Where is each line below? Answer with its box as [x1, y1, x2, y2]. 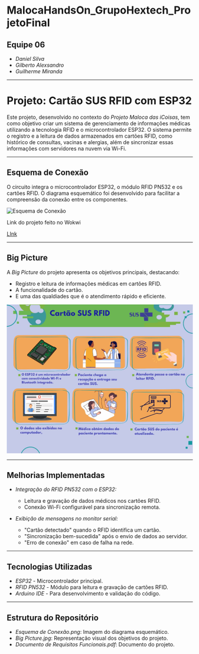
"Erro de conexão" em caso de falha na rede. [24, 539, 134, 546]
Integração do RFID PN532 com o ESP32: [15, 486, 117, 493]
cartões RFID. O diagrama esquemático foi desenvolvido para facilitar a [6, 190, 180, 197]
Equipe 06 [6, 40, 45, 50]
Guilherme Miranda [15, 68, 63, 74]
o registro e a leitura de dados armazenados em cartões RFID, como [6, 132, 173, 139]
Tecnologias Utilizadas [6, 562, 93, 572]
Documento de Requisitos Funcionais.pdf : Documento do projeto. [15, 641, 175, 648]
